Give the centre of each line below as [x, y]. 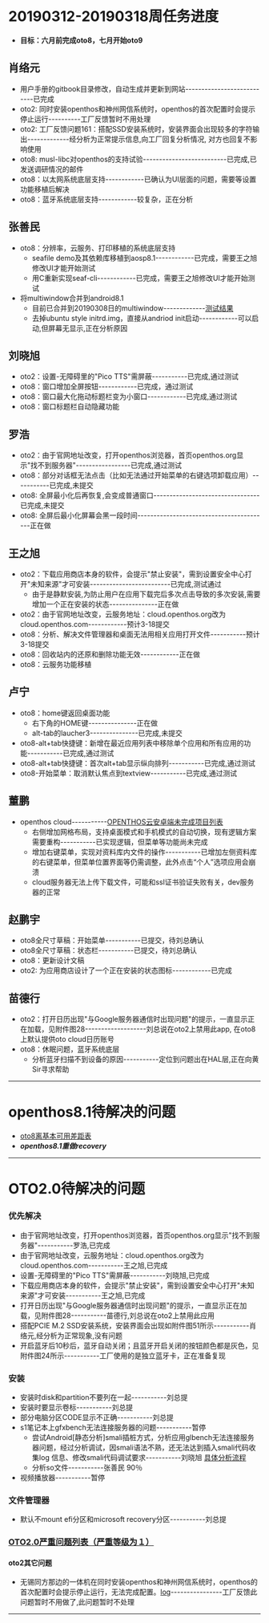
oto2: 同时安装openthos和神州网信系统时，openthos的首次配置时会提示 [138, 108]
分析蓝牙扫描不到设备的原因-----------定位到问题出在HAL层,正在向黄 [145, 1060]
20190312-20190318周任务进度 [113, 16]
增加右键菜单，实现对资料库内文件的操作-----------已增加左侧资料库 [145, 852]
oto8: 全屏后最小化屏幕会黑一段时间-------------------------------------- [140, 515]
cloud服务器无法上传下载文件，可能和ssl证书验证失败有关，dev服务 [143, 882]
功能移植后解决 [44, 189]
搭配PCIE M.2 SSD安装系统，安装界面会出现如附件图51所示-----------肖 [138, 1325]
